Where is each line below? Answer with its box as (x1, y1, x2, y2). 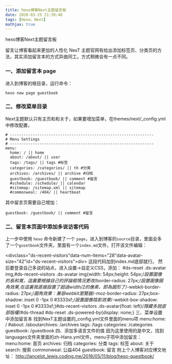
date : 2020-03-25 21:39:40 (5, 12, 63, 17)
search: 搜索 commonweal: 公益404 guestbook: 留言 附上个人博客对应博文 (5, 347, 162, 353)
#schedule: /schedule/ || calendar (10, 181, 86, 186)
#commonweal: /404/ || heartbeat (10, 189, 81, 195)
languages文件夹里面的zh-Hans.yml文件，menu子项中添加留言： (5, 334, 142, 340)
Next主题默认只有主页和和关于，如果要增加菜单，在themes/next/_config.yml (5, 115, 166, 122)
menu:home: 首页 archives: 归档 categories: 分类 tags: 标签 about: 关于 (5, 341, 154, 347)
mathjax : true (5, 21, 36, 27)
